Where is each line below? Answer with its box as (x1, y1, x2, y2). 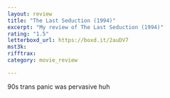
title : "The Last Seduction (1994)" (7, 17, 116, 24)
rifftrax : (7, 50, 37, 58)
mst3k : (7, 43, 27, 50)
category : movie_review (7, 57, 78, 64)
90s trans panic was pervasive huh (7, 82, 110, 91)
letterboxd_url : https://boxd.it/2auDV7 (7, 37, 129, 44)
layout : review (7, 10, 53, 18)
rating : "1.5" (7, 30, 50, 38)
